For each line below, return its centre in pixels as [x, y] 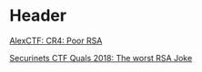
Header [38, 16]
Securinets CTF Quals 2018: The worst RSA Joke [101, 58]
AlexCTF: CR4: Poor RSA [56, 40]
